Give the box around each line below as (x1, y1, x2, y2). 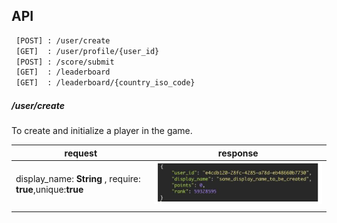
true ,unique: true (15, 184, 84, 196)
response (217, 147, 259, 159)
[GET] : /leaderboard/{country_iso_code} (15, 78, 196, 88)
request (64, 147, 98, 159)
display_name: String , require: (15, 173, 141, 185)
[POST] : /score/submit (15, 57, 115, 67)
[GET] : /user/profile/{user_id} (15, 46, 160, 56)
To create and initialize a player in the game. (11, 125, 193, 137)
